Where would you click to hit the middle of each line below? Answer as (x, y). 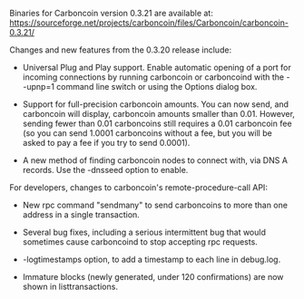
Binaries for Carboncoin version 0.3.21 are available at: (111, 13)
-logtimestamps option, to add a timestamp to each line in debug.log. (152, 259)
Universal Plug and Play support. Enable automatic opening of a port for (157, 68)
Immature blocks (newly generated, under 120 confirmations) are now (153, 277)
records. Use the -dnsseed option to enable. (105, 170)
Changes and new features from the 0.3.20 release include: (121, 50)
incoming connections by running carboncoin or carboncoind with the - (156, 77)
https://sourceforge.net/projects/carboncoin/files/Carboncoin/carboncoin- (149, 23)
